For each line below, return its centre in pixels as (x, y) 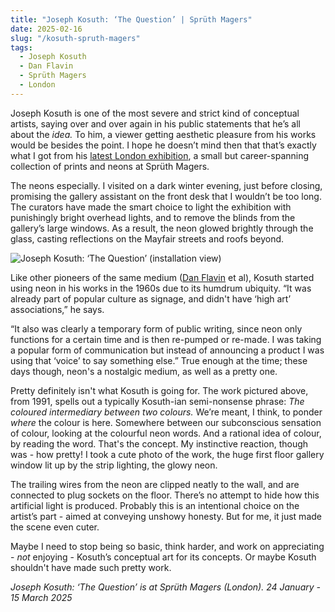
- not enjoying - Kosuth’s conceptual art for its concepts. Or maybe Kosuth (163, 557)
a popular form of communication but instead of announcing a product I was (167, 350)
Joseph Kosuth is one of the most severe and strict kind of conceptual (155, 113)
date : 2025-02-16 (46, 29)
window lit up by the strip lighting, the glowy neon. (114, 465)
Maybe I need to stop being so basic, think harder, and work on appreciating (167, 546)
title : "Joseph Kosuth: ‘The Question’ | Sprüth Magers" (131, 19)
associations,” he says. (57, 309)
